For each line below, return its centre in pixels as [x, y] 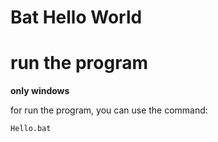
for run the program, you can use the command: [109, 110]
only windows [40, 91]
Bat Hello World [76, 17]
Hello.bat [31, 129]
